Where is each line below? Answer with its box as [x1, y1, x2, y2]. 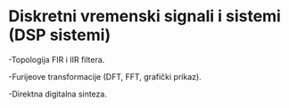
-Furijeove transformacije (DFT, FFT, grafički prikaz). [8, 71, 202, 81]
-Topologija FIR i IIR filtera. [8, 54, 105, 65]
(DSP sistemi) [8, 25, 111, 45]
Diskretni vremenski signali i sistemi [8, 6, 282, 27]
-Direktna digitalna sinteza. [8, 89, 108, 99]
